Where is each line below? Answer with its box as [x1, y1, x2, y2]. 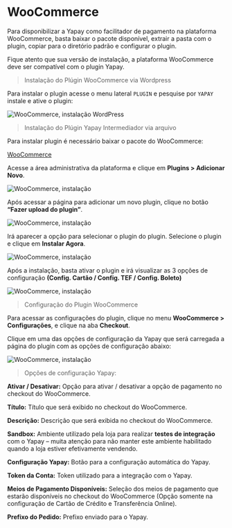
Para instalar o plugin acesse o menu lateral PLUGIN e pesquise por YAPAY [7, 89, 213, 98]
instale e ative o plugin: [7, 96, 73, 104]
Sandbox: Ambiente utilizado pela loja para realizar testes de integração [7, 430, 215, 438]
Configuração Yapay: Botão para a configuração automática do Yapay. [7, 457, 211, 466]
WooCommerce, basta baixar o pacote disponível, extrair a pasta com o [7, 34, 212, 42]
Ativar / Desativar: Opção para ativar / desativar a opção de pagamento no [7, 382, 222, 390]
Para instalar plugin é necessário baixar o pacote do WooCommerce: [7, 136, 204, 145]
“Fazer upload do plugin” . [7, 205, 83, 213]
